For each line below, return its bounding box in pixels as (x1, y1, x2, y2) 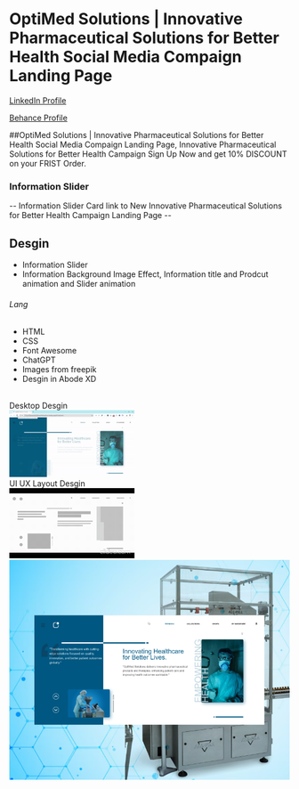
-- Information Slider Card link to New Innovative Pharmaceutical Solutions (9, 200, 283, 211)
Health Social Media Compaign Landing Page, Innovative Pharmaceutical (9, 139, 277, 150)
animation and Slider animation (21, 279, 136, 289)
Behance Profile (9, 112, 69, 123)
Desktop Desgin (9, 401, 69, 411)
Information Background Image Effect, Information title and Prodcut (21, 269, 269, 280)
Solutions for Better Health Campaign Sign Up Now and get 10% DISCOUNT (9, 148, 287, 159)
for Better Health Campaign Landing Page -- (9, 210, 172, 221)
